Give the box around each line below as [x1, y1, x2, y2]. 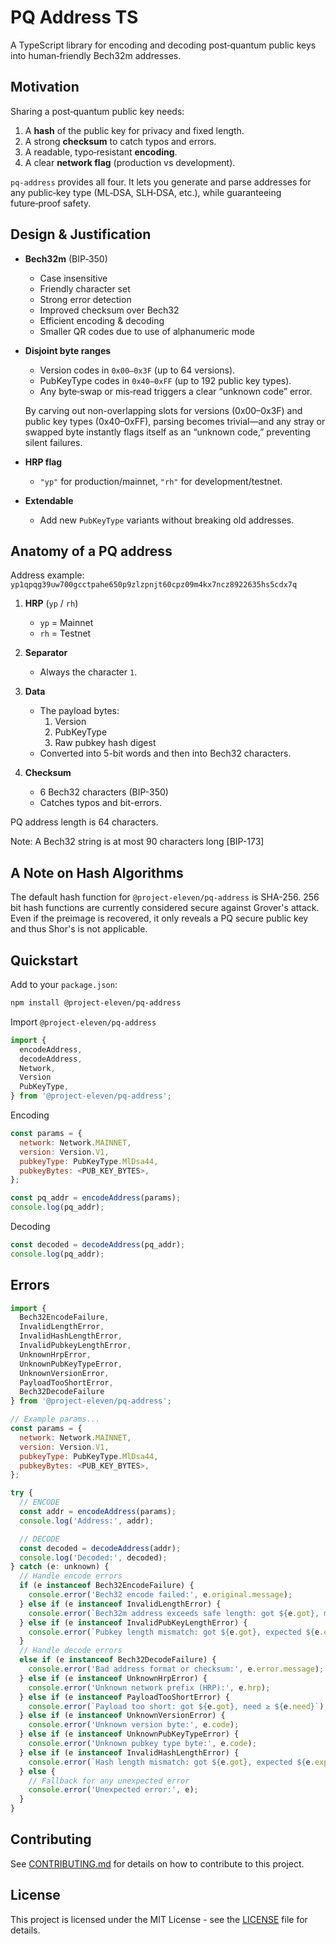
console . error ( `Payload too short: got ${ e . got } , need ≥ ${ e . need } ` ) [28, 1701, 325, 1711]
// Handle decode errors [19, 1646, 123, 1656]
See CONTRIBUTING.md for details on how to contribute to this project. [10, 1857, 305, 1870]
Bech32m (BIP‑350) [24, 252, 108, 265]
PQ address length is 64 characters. [10, 816, 159, 828]
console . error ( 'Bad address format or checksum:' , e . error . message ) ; [28, 1664, 325, 1675]
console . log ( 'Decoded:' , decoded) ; [19, 1552, 168, 1563]
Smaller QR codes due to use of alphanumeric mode [39, 325, 256, 337]
